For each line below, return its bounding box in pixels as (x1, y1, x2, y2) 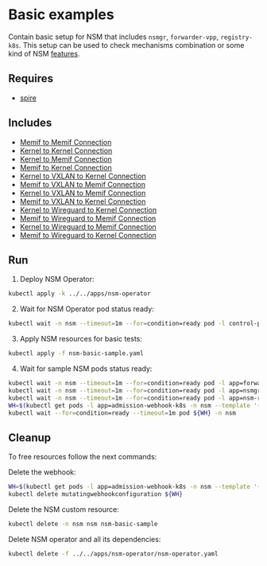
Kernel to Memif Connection (19, 154, 113, 164)
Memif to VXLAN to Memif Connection (19, 179, 145, 189)
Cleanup (8, 431, 52, 444)
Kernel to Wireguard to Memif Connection (19, 221, 157, 232)
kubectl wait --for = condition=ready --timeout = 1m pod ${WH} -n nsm (8, 408, 237, 417)
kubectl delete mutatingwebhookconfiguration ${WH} (8, 490, 183, 498)
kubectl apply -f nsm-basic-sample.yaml (8, 349, 145, 357)
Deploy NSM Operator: (19, 275, 95, 284)
